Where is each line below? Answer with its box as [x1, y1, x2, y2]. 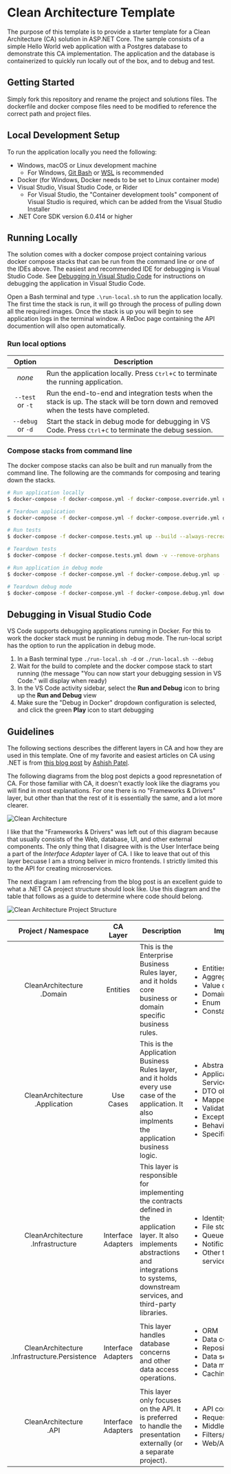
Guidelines [7, 726, 54, 737]
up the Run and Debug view [16, 691, 97, 700]
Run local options [7, 339, 67, 348]
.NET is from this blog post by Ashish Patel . [7, 759, 130, 767]
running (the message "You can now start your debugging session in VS [16, 669, 222, 678]
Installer [27, 205, 50, 213]
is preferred [140, 1413, 177, 1422]
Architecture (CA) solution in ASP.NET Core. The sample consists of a [7, 34, 205, 43]
